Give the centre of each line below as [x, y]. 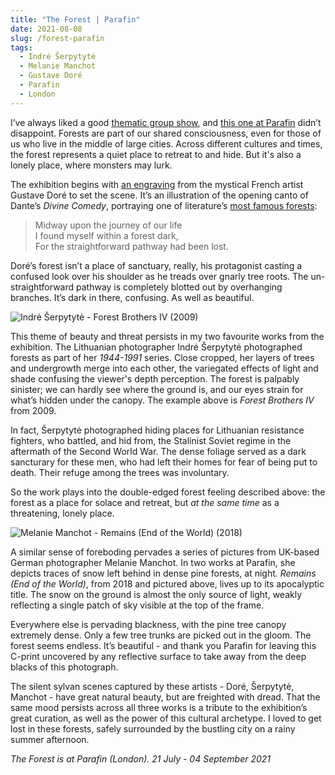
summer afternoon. [50, 739]
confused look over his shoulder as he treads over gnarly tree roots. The [159, 276]
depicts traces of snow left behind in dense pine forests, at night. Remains [163, 573]
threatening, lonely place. [62, 513]
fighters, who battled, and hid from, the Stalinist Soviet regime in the [151, 440]
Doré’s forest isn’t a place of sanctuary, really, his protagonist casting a [156, 265]
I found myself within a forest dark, [106, 235]
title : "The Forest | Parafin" [75, 19]
